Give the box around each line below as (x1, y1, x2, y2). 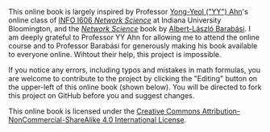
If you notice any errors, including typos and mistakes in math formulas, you (8, 65, 261, 75)
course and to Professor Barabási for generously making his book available (8, 41, 258, 51)
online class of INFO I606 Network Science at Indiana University (8, 15, 222, 25)
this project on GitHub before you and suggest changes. (8, 91, 195, 100)
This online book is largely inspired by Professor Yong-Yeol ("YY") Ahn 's (8, 7, 248, 16)
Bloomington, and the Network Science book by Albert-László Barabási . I (8, 24, 251, 33)
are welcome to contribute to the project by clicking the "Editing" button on (8, 74, 258, 83)
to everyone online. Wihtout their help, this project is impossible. (8, 50, 222, 59)
